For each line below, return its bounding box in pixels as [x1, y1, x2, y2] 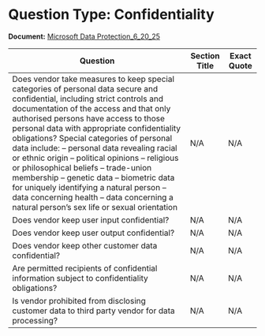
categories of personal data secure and [12, 83, 159, 94]
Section [190, 50, 221, 61]
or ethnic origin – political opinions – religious [12, 152, 179, 163]
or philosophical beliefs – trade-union [12, 162, 152, 173]
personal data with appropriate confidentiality [12, 122, 181, 133]
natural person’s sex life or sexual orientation [12, 201, 178, 212]
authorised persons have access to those [12, 113, 166, 124]
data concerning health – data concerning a [12, 192, 174, 203]
